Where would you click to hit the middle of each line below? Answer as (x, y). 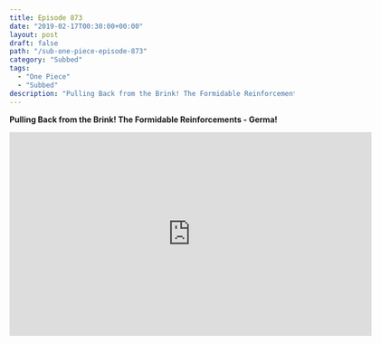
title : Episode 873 (46, 18)
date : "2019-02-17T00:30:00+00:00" (76, 26)
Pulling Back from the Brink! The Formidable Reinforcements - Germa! (143, 119)
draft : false (34, 43)
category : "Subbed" (46, 60)
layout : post (34, 34)
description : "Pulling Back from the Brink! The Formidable (125, 93)
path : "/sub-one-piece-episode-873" (78, 52)
